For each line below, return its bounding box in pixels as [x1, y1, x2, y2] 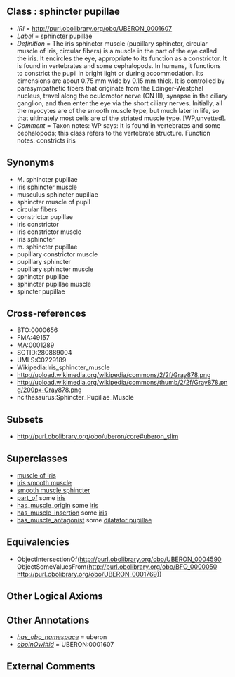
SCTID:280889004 [16, 348, 72, 357]
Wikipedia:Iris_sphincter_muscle [16, 363, 110, 372]
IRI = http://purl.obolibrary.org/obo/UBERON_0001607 [16, 24, 173, 32]
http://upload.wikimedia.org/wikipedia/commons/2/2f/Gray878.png [16, 371, 211, 379]
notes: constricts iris [16, 136, 76, 145]
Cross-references [6, 308, 87, 320]
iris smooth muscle [16, 479, 72, 487]
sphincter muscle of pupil [16, 197, 90, 206]
